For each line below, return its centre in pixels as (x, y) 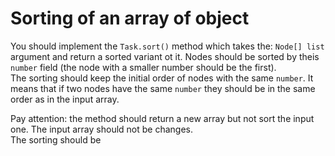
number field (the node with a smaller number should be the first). (143, 67)
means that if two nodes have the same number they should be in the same (163, 88)
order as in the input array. (65, 99)
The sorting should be (56, 139)
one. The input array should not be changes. (102, 129)
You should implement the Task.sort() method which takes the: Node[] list (167, 46)
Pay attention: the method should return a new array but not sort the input (162, 118)
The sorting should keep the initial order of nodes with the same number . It (162, 78)
